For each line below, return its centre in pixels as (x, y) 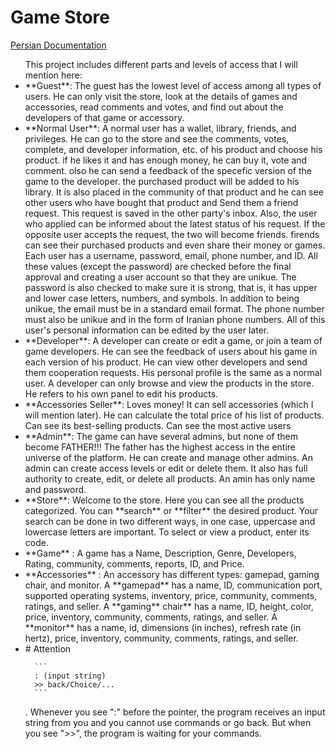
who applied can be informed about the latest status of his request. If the (175, 223)
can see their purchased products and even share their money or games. (175, 245)
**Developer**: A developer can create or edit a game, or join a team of (173, 340)
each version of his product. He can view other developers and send (166, 362)
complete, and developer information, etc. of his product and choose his (173, 149)
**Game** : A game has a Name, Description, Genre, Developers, (160, 553)
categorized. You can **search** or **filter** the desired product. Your (171, 510)
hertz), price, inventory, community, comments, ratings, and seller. (161, 638)
